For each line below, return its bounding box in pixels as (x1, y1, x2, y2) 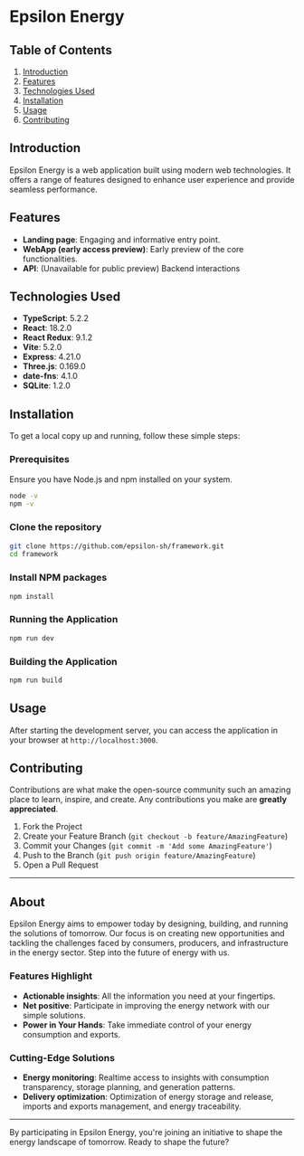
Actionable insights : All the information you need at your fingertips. (22, 990, 276, 1001)
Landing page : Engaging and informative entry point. (22, 233, 221, 245)
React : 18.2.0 (22, 323, 72, 334)
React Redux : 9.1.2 (22, 332, 93, 343)
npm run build (9, 676, 63, 685)
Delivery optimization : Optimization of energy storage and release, (22, 1091, 274, 1102)
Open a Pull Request (22, 859, 100, 870)
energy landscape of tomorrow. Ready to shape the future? (9, 1136, 230, 1147)
